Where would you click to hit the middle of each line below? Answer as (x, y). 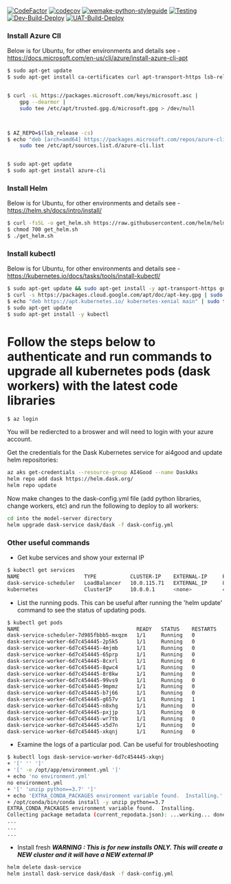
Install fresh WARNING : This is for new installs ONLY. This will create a (120, 847)
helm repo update (32, 486)
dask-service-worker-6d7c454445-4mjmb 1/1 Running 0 (101, 648)
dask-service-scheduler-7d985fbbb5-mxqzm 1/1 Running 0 (101, 635)
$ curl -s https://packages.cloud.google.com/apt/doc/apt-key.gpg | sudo (115, 295)
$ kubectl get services (41, 571)
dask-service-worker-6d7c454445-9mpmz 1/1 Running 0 (101, 687)
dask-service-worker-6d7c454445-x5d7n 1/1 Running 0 (101, 725)
